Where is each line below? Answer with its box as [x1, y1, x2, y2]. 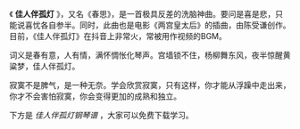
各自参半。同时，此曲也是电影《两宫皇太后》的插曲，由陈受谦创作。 [39, 20, 291, 30]
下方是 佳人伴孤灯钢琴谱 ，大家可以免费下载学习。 [9, 110, 194, 120]
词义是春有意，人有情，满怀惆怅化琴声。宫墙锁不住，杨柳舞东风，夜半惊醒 [9, 50, 283, 60]
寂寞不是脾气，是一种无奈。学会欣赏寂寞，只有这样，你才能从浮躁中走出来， [9, 80, 291, 90]
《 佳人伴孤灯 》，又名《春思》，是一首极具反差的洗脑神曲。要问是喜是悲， [9, 9, 276, 19]
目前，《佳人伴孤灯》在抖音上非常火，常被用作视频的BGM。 [9, 31, 228, 41]
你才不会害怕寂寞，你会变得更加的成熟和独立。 [9, 91, 181, 101]
